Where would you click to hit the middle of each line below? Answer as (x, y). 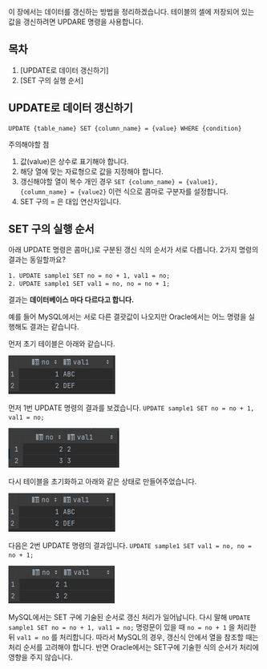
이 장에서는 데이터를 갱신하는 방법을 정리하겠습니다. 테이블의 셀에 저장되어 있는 (131, 12)
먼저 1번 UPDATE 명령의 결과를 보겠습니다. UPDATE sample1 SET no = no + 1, (131, 408)
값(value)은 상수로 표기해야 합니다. (74, 161)
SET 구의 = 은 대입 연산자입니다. (71, 201)
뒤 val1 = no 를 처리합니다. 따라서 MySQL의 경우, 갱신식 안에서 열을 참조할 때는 (133, 637)
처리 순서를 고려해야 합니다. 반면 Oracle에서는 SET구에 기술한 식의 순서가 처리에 (133, 647)
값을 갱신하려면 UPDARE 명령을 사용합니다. (76, 22)
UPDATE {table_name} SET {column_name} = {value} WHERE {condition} (125, 128)
